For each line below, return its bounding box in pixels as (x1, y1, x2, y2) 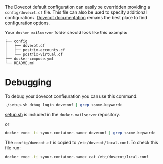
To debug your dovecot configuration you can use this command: (5, 93, 138, 99)
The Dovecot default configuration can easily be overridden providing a (5, 4, 150, 10)
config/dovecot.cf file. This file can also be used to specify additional (5, 9, 147, 15)
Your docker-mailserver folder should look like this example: (5, 30, 128, 35)
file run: (5, 145, 21, 151)
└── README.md (5, 61, 34, 66)
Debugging (5, 77, 52, 88)
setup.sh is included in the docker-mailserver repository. (5, 111, 120, 117)
